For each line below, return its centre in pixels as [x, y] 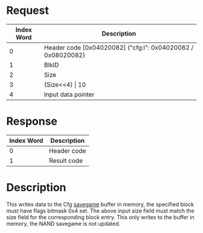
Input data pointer [69, 94]
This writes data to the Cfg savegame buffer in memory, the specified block [100, 204]
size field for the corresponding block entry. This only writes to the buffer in [100, 217]
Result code [66, 160]
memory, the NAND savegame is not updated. [63, 223]
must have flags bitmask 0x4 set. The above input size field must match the [100, 211]
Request [28, 11]
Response [32, 121]
